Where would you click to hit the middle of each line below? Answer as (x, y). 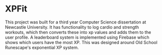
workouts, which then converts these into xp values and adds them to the (78, 32)
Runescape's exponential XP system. (42, 47)
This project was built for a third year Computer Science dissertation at (76, 22)
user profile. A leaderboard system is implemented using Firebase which (77, 37)
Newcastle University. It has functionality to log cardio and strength (72, 27)
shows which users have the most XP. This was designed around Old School (81, 42)
